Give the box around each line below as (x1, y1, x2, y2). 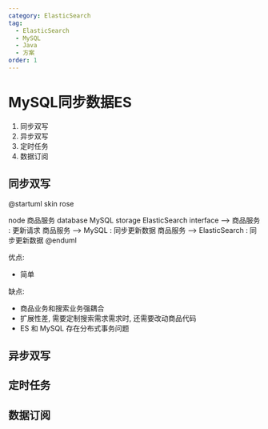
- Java (15, 42, 38, 50)
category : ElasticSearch (8, 11, 91, 20)
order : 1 (8, 57, 38, 65)
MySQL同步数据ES (8, 94, 132, 112)
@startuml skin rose (8, 198, 74, 208)
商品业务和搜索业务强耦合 (19, 303, 105, 313)
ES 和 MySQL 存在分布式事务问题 (19, 323, 130, 333)
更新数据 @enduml (14, 235, 78, 245)
